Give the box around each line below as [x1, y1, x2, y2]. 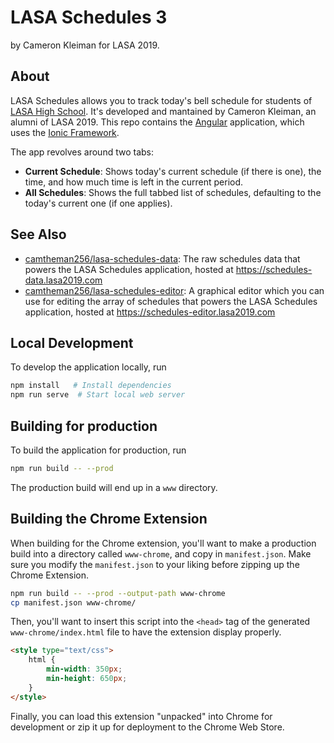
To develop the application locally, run [10, 361, 167, 373]
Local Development [10, 334, 134, 351]
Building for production [10, 417, 158, 435]
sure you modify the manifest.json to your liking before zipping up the [10, 558, 300, 570]
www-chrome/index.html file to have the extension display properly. [10, 626, 282, 638]
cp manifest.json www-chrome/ [10, 597, 137, 608]
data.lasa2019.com [24, 274, 103, 286]
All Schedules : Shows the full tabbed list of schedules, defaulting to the [24, 186, 322, 198]
